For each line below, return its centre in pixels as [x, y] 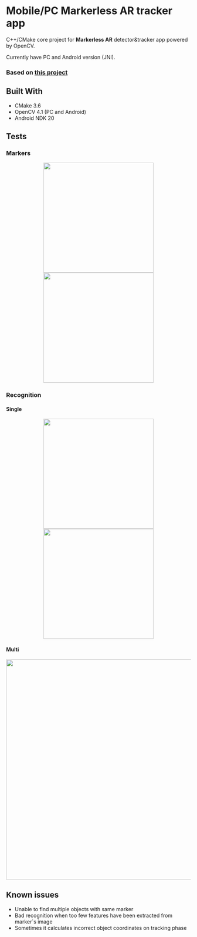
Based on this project [37, 72]
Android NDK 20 [34, 118]
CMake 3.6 [28, 105]
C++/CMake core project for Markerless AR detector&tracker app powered [97, 39]
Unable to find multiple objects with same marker [74, 909]
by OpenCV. [21, 46]
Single [14, 409]
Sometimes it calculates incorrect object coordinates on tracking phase [101, 928]
